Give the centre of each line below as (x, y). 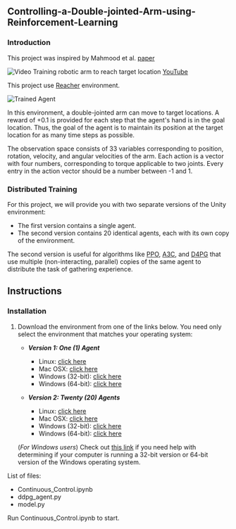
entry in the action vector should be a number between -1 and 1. (100, 171)
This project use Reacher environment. (64, 85)
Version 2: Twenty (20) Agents (74, 397)
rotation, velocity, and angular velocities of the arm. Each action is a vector (116, 156)
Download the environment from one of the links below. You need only (119, 326)
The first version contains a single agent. (76, 225)
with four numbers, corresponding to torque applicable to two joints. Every (116, 163)
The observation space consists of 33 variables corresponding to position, (116, 148)
